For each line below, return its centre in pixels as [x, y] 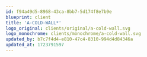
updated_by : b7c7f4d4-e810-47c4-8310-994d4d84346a [69, 39]
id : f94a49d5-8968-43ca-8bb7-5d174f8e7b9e [59, 12]
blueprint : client [28, 17]
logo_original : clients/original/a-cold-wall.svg [68, 28]
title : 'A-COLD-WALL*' [33, 23]
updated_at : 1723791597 [35, 45]
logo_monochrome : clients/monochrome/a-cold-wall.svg [73, 34]
